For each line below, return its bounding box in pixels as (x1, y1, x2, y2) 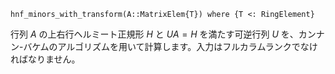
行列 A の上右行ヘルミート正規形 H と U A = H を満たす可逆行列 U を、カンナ (10, 28, 325, 40)
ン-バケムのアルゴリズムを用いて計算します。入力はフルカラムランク (10, 41, 292, 52)
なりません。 (27, 53, 81, 65)
